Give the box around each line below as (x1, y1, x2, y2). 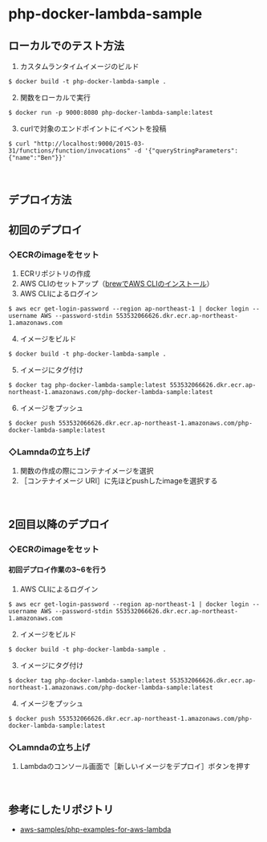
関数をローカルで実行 (19, 93, 91, 102)
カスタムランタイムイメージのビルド (19, 62, 140, 71)
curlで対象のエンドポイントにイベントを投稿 (19, 124, 167, 133)
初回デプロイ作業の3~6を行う (8, 565, 107, 575)
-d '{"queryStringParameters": (133, 147, 239, 155)
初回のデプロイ (8, 222, 83, 237)
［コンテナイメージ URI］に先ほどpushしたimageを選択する (19, 476, 218, 486)
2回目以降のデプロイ (8, 517, 111, 531)
